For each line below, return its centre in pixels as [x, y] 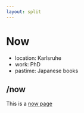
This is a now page [29, 104]
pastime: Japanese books [46, 71]
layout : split [24, 12]
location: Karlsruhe [38, 58]
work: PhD [27, 64]
